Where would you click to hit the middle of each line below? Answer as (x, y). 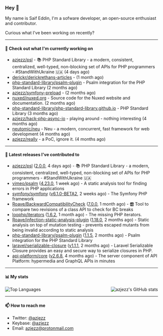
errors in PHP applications (38, 188)
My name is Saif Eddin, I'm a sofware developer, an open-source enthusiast (81, 18)
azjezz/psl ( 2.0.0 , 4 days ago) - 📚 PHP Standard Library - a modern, (81, 166)
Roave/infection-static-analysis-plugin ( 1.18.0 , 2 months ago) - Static (81, 220)
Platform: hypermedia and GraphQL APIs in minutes (64, 261)
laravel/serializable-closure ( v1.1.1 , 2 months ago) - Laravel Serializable (82, 245)
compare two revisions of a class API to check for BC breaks (73, 209)
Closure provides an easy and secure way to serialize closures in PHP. (82, 250)
